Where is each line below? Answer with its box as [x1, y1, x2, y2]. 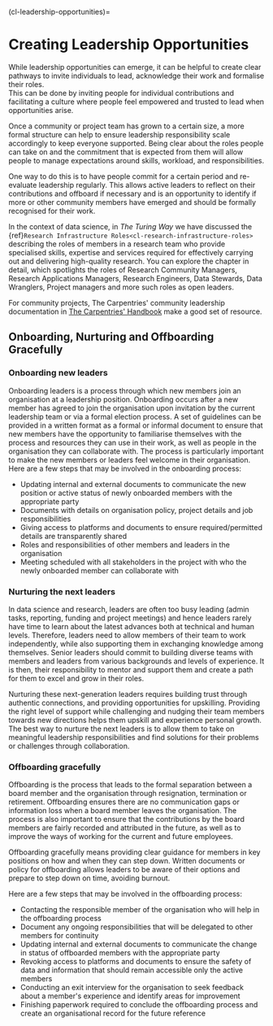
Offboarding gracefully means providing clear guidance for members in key [8, 847, 261, 857]
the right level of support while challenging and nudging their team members [8, 706, 266, 716]
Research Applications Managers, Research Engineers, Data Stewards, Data [8, 273, 262, 283]
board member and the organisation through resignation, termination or [8, 789, 247, 798]
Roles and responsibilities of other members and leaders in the [19, 540, 230, 550]
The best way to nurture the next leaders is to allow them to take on [8, 724, 235, 733]
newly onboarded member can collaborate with [19, 565, 179, 576]
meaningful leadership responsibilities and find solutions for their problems [8, 732, 259, 742]
